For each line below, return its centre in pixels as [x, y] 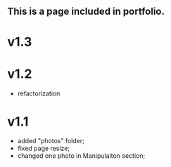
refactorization [39, 93]
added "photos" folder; [51, 141]
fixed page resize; [44, 148]
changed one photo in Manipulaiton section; [81, 156]
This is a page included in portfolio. [86, 12]
